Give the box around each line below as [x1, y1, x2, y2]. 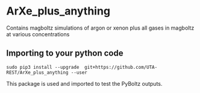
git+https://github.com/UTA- [84, 64, 158, 70]
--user [70, 69, 87, 75]
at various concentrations [6, 30, 70, 37]
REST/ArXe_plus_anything [6, 69, 69, 75]
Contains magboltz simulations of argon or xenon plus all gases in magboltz [6, 24, 195, 31]
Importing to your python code [6, 48, 123, 59]
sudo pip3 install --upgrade [6, 64, 80, 70]
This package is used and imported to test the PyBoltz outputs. [6, 80, 163, 87]
